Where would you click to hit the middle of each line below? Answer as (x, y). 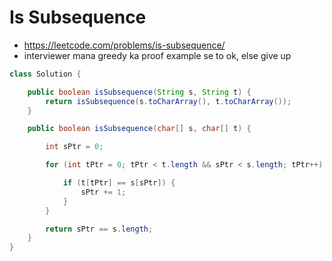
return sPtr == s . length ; (99, 229)
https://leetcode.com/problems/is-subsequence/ (124, 45)
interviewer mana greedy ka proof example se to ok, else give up (157, 55)
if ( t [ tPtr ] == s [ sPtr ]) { (119, 183)
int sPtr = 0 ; (74, 147)
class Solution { (45, 74)
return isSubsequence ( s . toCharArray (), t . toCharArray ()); (168, 101)
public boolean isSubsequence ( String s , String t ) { (139, 92)
